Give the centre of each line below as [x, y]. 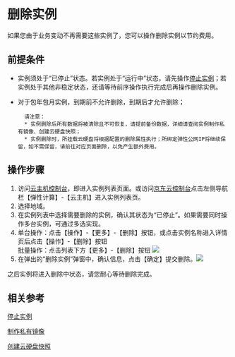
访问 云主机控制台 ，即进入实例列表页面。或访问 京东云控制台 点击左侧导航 [122, 188]
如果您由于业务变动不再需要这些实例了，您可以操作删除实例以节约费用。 [112, 35]
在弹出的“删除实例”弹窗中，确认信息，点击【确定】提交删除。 [107, 259]
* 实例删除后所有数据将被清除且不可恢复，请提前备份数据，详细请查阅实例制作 [122, 124]
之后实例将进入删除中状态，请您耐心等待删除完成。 [82, 274]
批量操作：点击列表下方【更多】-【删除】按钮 [84, 250]
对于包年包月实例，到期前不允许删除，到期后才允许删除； [101, 102]
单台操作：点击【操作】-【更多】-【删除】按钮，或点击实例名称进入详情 [122, 232]
